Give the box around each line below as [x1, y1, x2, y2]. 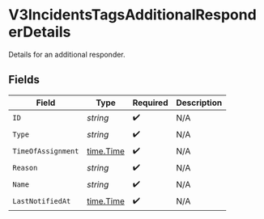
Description [176, 97, 223, 108]
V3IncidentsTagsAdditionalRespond [8, 6, 257, 24]
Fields [8, 73, 40, 86]
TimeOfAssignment [12, 147, 79, 156]
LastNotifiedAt [12, 196, 71, 206]
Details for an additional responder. [8, 49, 126, 59]
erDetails [8, 23, 71, 41]
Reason [12, 163, 38, 173]
